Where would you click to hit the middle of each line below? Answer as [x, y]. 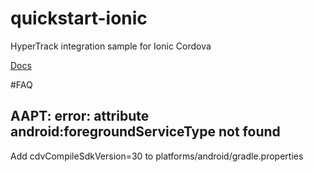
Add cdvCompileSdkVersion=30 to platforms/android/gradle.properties [157, 156]
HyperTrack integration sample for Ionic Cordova [111, 46]
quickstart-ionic [79, 18]
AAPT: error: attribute [80, 116]
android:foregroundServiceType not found [145, 132]
